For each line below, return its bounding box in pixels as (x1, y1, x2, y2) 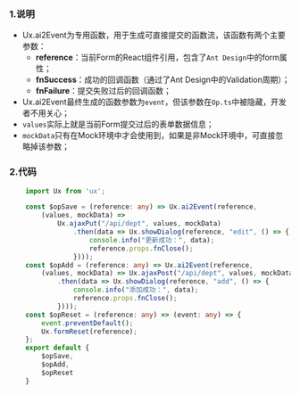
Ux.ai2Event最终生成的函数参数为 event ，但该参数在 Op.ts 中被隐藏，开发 (21, 96, 287, 108)
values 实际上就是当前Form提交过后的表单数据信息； (21, 119, 214, 130)
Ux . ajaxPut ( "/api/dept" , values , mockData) (56, 219, 221, 228)
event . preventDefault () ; (41, 318, 134, 327)
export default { (25, 343, 90, 353)
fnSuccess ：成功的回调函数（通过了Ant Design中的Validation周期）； (35, 74, 290, 86)
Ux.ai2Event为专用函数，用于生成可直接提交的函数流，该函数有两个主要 (21, 29, 286, 41)
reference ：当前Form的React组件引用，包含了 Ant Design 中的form (35, 52, 279, 63)
